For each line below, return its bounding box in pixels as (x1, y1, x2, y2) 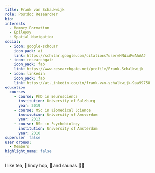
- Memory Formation (9, 26, 50, 30)
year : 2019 (18, 103, 41, 108)
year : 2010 (18, 131, 41, 136)
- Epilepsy (9, 30, 32, 35)
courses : (9, 89, 27, 94)
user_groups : (5, 140, 32, 145)
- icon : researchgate (9, 58, 54, 62)
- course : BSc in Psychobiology (14, 121, 80, 126)
